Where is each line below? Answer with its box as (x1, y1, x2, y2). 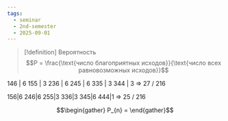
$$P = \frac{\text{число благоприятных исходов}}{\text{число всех (26, 59, 221, 67)
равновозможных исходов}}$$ (78, 66, 169, 74)
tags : (7, 10, 23, 17)
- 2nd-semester (13, 23, 57, 30)
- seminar (13, 16, 41, 23)
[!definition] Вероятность (23, 48, 97, 56)
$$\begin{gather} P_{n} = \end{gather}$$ (56, 106, 174, 114)
